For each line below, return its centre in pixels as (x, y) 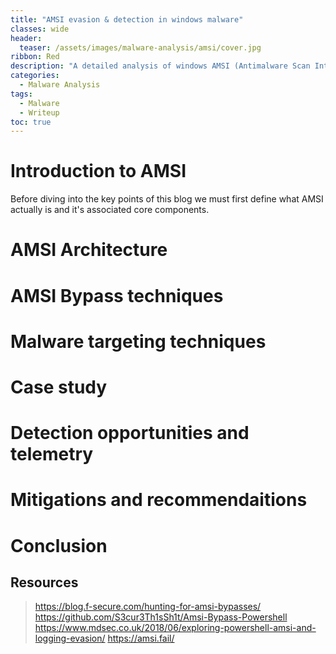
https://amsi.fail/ (141, 638)
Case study (59, 387)
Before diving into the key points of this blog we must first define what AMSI (167, 199)
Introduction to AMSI (98, 171)
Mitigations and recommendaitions (159, 500)
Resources (44, 582)
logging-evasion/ (70, 638)
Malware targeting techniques (138, 341)
